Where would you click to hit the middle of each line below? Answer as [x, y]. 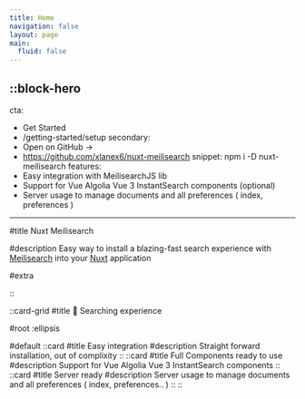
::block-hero [45, 88]
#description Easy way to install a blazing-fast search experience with [141, 248]
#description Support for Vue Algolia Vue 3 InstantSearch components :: [145, 365]
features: [84, 166]
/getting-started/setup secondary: [87, 137]
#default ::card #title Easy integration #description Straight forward [135, 345]
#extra [22, 275]
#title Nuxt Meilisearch [52, 230]
